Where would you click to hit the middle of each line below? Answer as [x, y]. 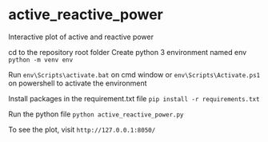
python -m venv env [41, 60]
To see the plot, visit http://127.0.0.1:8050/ [82, 129]
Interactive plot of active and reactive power [81, 37]
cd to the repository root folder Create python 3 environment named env [128, 52]
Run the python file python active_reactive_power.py [96, 114]
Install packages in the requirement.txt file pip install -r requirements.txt [134, 98]
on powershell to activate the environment [78, 83]
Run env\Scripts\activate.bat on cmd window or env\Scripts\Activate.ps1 [134, 74]
